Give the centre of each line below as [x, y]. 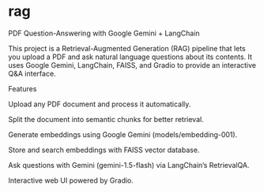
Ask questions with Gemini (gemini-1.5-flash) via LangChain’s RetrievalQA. [129, 165]
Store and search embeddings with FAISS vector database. [104, 150]
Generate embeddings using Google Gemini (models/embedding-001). [123, 134]
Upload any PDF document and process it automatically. [100, 104]
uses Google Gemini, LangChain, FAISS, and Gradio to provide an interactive [132, 65]
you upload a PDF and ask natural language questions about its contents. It [130, 57]
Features [23, 88]
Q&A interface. [32, 73]
